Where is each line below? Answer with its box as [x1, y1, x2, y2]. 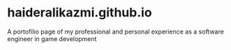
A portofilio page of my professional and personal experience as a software [7, 27, 225, 36]
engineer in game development [7, 34, 97, 42]
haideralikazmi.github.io [7, 5, 152, 21]
